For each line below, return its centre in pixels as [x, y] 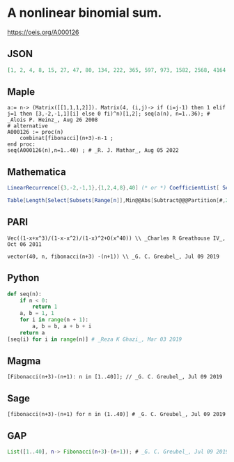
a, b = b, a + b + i [62, 326]
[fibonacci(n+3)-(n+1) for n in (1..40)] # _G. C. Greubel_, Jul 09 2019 [117, 415]
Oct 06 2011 [24, 244]
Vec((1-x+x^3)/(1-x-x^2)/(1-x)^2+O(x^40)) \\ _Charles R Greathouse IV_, [117, 238]
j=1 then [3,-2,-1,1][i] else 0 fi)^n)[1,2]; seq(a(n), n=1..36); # [109, 114]
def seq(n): [24, 294]
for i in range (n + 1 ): [54, 320]
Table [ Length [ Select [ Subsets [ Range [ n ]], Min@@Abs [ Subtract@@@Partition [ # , [117, 201]
